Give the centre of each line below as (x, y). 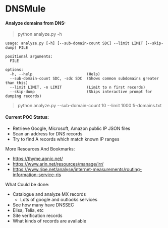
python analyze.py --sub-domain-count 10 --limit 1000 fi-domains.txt (90, 106)
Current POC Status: (27, 117)
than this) (17, 83)
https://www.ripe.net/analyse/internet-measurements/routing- (77, 169)
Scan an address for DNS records (47, 133)
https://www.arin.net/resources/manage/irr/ (58, 164)
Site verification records (38, 215)
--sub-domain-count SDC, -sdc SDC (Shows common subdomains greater (84, 79)
